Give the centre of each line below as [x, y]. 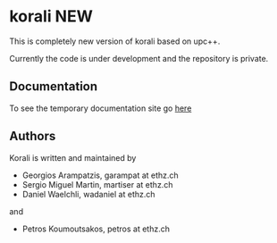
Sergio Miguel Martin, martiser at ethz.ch [97, 184]
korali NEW [51, 17]
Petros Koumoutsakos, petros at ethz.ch [96, 229]
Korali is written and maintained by [73, 157]
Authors [33, 136]
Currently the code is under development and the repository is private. [139, 58]
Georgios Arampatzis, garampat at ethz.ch [100, 175]
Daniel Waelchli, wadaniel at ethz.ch [88, 194]
